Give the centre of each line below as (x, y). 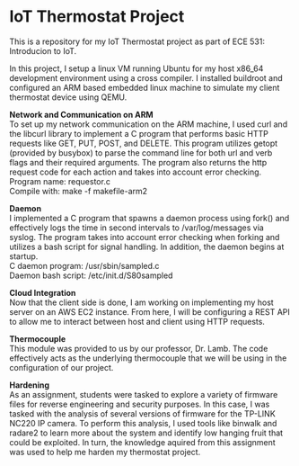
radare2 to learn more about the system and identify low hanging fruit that (146, 433)
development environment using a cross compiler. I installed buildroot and (146, 77)
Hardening (30, 385)
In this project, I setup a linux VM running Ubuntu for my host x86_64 (136, 68)
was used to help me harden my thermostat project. (105, 452)
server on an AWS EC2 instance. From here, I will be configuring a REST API (149, 311)
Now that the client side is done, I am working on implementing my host (141, 302)
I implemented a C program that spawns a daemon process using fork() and (149, 218)
